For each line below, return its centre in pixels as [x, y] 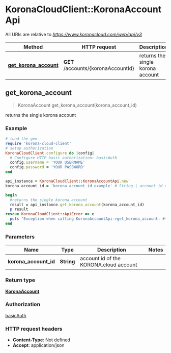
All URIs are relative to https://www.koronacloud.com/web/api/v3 [74, 34]
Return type [20, 280]
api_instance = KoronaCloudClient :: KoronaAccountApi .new [67, 181]
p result [19, 209]
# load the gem [21, 139]
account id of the [100, 259]
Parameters [20, 237]
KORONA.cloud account [108, 265]
